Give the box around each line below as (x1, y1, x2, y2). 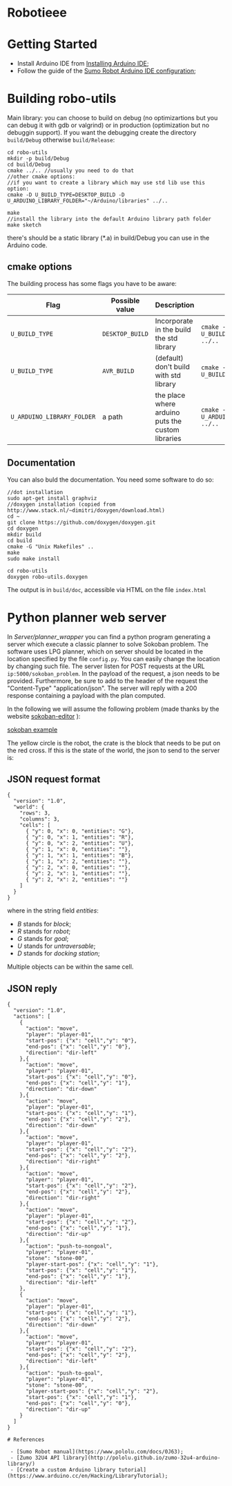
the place (155, 390, 186, 400)
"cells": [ (19, 822, 51, 829)
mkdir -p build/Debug (7, 155, 70, 162)
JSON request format (7, 774, 101, 785)
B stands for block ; (17, 920, 71, 928)
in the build (155, 325, 191, 334)
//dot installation (7, 488, 64, 495)
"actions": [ (13, 1013, 51, 1020)
